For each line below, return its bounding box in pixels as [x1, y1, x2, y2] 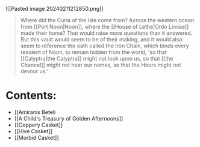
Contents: [5, 89, 57, 103]
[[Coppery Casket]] [14, 121, 63, 128]
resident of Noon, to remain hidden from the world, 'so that [20, 49, 167, 56]
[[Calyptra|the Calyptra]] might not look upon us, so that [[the [20, 55, 173, 62]
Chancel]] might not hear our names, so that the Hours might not [20, 61, 181, 68]
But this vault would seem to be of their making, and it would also [20, 36, 183, 43]
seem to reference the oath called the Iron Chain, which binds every [20, 42, 189, 49]
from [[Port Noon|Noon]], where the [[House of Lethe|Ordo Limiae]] [20, 23, 189, 30]
